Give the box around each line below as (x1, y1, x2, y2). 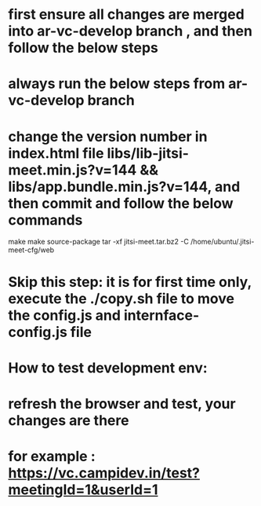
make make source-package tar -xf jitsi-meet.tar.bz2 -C (8, 237, 190, 247)
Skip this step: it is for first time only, (8, 273, 252, 291)
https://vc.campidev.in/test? (8, 464, 201, 482)
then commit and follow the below (8, 194, 234, 212)
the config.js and (8, 306, 121, 324)
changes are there (8, 411, 129, 429)
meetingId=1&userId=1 (8, 481, 158, 499)
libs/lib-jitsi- (107, 144, 190, 162)
